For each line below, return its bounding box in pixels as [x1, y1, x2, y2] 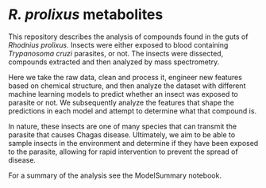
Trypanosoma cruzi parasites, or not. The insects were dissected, [8, 48, 224, 58]
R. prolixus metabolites [8, 6, 164, 24]
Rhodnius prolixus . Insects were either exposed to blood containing [8, 40, 229, 49]
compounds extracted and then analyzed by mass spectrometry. [8, 57, 220, 67]
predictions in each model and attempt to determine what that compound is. [8, 106, 256, 116]
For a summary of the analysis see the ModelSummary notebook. [8, 171, 222, 180]
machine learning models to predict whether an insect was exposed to [8, 89, 238, 98]
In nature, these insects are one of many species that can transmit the [8, 121, 237, 131]
